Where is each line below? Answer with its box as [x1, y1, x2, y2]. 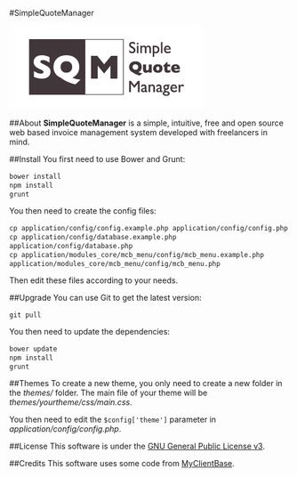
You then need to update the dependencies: [9, 327, 171, 336]
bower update [9, 344, 58, 353]
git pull [9, 311, 42, 319]
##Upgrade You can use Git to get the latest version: [9, 293, 202, 303]
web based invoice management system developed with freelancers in [9, 127, 269, 137]
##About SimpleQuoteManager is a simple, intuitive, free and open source [9, 117, 285, 128]
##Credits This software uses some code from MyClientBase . [9, 458, 236, 468]
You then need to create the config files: [9, 206, 157, 216]
